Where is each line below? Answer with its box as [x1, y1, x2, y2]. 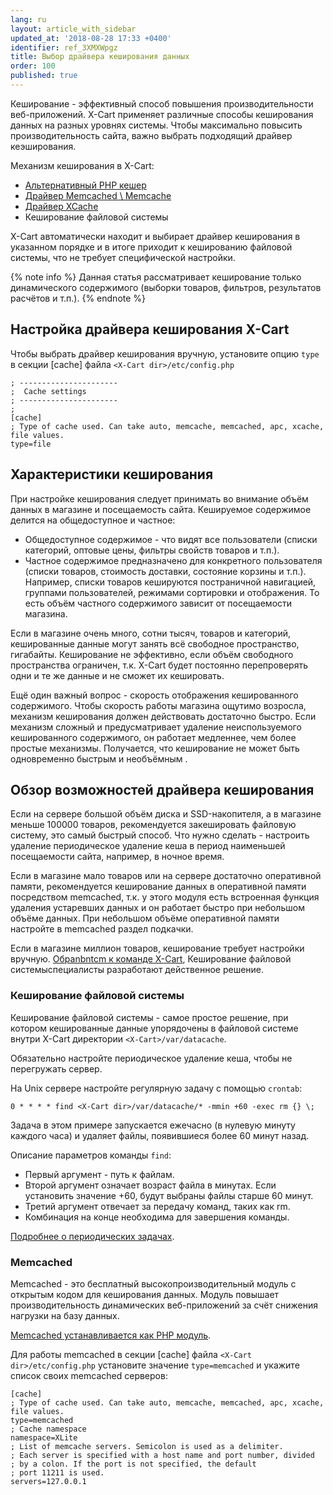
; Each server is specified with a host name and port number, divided [10, 1450, 315, 1460]
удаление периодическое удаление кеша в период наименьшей [10, 840, 286, 852]
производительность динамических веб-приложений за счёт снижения [10, 1299, 318, 1311]
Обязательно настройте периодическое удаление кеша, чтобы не [10, 1052, 293, 1064]
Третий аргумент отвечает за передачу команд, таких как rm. [24, 1200, 291, 1212]
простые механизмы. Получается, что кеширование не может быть [10, 742, 300, 754]
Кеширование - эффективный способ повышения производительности [10, 97, 314, 110]
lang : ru [10, 14, 47, 25]
